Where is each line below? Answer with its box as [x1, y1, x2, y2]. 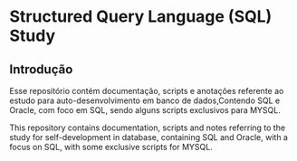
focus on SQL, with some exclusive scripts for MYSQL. [9, 142, 213, 152]
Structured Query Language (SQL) [9, 6, 273, 27]
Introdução [9, 62, 73, 77]
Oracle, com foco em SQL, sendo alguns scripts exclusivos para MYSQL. [9, 105, 281, 115]
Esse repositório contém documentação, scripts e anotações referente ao [9, 86, 284, 96]
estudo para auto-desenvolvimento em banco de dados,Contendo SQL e [9, 95, 281, 106]
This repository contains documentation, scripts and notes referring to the [9, 122, 286, 133]
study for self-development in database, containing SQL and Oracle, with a [9, 132, 288, 142]
